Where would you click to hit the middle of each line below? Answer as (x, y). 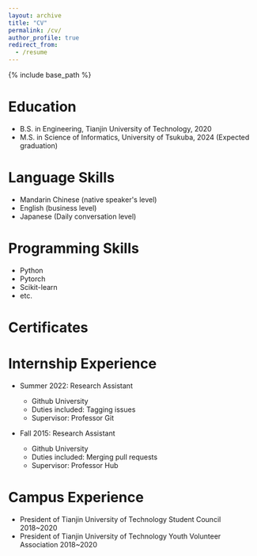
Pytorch (32, 279)
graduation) (38, 145)
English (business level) (58, 208)
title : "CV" (28, 23)
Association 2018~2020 (58, 544)
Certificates (48, 328)
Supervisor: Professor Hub (75, 465)
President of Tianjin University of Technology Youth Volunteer (120, 536)
